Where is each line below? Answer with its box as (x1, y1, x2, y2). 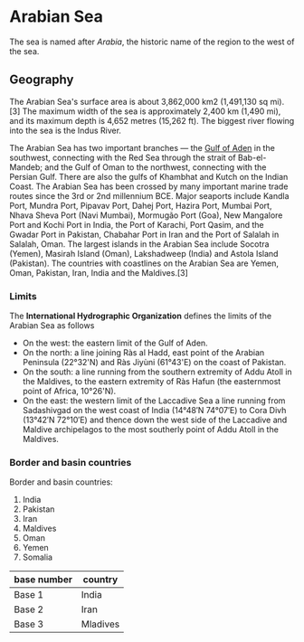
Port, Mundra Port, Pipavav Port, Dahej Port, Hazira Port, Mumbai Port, (9, 200, 272, 211)
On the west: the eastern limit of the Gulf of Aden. (22, 337, 208, 349)
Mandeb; (9, 161, 43, 173)
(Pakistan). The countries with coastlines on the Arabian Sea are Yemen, (9, 258, 279, 269)
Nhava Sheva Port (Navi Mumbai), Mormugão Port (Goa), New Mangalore (9, 210, 283, 221)
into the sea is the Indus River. (9, 125, 122, 136)
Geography (9, 72, 74, 88)
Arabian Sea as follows (9, 320, 95, 331)
